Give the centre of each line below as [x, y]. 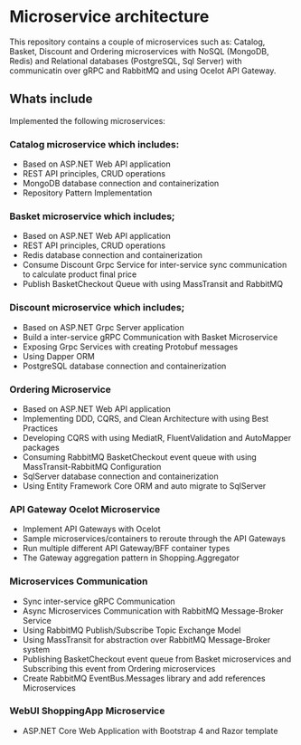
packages [41, 447]
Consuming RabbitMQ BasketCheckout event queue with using [140, 457]
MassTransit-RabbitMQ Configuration [92, 466]
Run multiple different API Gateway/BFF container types [126, 549]
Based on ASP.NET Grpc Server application [103, 327]
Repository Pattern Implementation [87, 193]
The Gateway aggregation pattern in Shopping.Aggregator [131, 558]
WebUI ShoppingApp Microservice [87, 711]
